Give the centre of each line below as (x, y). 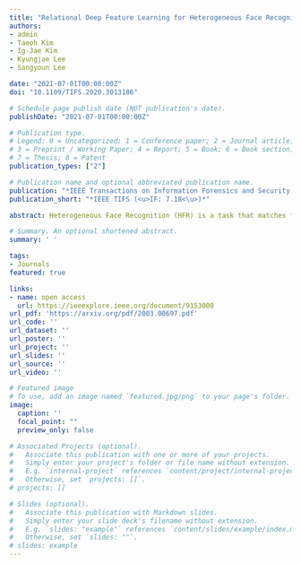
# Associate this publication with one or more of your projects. (140, 455)
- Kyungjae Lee (38, 59)
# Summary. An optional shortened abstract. (94, 231)
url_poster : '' (38, 339)
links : (21, 289)
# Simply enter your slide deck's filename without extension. (133, 521)
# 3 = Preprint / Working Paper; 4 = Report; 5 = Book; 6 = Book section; (152, 150)
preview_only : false (56, 430)
